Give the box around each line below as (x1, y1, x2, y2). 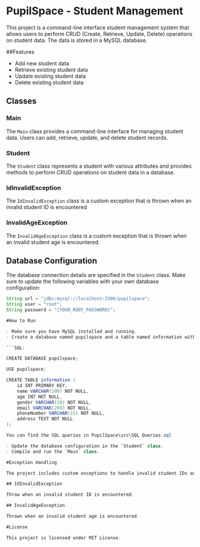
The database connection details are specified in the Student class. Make (6, 272, 186, 279)
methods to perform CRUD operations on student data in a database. (6, 168, 176, 176)
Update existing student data (14, 72, 86, 79)
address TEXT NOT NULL (17, 416, 73, 422)
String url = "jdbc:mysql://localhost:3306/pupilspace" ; (6, 296, 151, 302)
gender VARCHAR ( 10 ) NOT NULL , (17, 399, 92, 405)
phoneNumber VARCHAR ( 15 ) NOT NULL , (17, 410, 105, 416)
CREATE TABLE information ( (6, 377, 76, 383)
